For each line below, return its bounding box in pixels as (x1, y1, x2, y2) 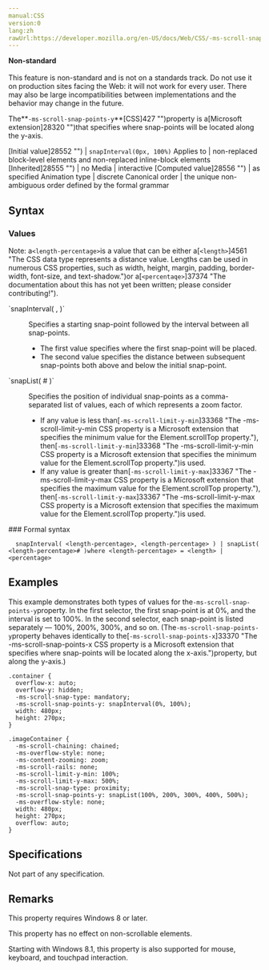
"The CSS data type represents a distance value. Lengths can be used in (8, 254, 248, 264)
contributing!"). (8, 288, 58, 298)
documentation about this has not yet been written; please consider (8, 279, 232, 289)
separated (28, 399, 62, 409)
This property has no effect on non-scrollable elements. (8, 929, 193, 939)
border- (229, 263, 255, 272)
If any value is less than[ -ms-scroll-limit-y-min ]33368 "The (39, 415, 242, 425)
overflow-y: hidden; (15, 686, 84, 694)
